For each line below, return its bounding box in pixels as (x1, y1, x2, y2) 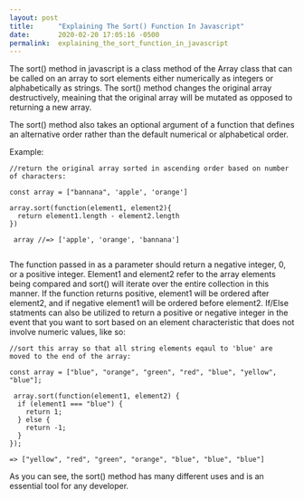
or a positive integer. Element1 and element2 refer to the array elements (9, 269, 276, 280)
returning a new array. (9, 101, 92, 113)
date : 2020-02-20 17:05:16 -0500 (9, 30, 160, 39)
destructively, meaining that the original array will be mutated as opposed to (9, 92, 293, 103)
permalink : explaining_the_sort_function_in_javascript (9, 38, 229, 48)
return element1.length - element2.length (17, 212, 180, 221)
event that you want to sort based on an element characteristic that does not (9, 317, 295, 328)
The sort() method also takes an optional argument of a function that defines (9, 120, 295, 130)
